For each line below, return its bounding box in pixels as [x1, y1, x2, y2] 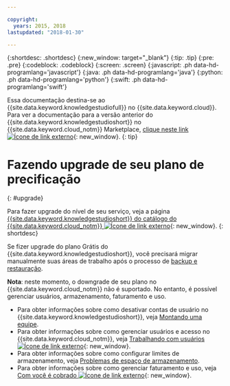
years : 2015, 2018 [13, 22, 67, 30]
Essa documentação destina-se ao [7, 96, 106, 104]
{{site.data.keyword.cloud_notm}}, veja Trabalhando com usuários [16, 334, 205, 343]
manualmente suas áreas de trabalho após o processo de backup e [7, 257, 198, 265]
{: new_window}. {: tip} [73, 133, 138, 141]
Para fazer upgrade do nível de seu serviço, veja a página [7, 207, 170, 216]
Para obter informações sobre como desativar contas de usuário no [16, 306, 209, 314]
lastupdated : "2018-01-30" [7, 29, 84, 36]
